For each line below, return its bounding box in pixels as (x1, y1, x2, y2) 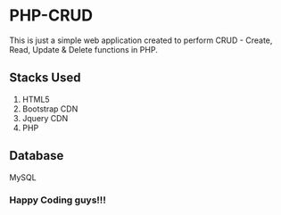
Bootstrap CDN (21, 103, 79, 114)
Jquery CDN (21, 112, 69, 123)
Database (9, 148, 64, 163)
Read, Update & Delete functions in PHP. (9, 44, 158, 54)
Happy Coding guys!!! (9, 194, 107, 206)
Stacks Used (9, 70, 81, 86)
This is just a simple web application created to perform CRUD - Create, (9, 35, 273, 45)
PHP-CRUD (9, 5, 94, 26)
